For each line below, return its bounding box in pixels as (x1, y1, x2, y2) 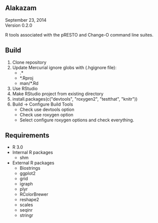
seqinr (19, 207, 33, 213)
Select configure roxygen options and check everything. (19, 117, 134, 123)
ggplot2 (19, 170, 36, 177)
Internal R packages (12, 149, 53, 155)
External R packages (12, 160, 54, 166)
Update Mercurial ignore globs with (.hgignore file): (12, 64, 117, 71)
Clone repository (12, 59, 47, 65)
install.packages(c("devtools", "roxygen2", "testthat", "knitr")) (12, 96, 138, 102)
